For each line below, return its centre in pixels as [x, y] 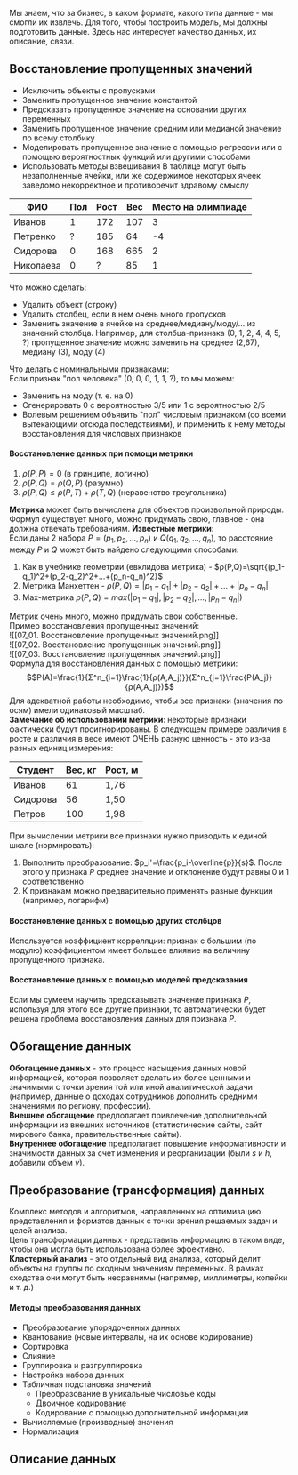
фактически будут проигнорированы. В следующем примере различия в [148, 729]
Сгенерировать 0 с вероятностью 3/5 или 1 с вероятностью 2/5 [144, 405]
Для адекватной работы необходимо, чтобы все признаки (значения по [146, 701]
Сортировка [45, 1346]
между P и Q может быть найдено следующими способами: [124, 549]
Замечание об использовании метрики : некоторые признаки [128, 720]
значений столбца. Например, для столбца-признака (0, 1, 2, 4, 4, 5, [152, 333]
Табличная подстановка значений [87, 1384]
